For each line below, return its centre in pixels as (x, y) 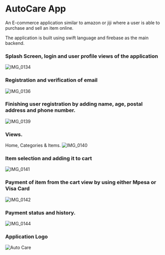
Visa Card (18, 189)
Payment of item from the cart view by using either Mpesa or (81, 183)
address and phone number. (40, 110)
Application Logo (27, 236)
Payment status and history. (40, 213)
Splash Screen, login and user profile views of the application (82, 56)
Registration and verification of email (52, 80)
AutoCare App (36, 9)
